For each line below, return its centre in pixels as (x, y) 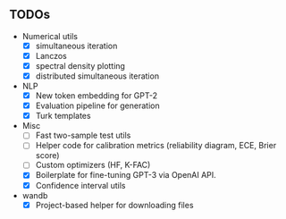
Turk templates (63, 116)
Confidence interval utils (80, 185)
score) (47, 156)
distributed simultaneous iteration (97, 76)
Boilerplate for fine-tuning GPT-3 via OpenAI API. (126, 175)
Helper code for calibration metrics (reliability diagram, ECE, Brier (156, 146)
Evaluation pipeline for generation (97, 105)
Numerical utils (50, 36)
